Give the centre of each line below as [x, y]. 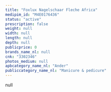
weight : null [19, 29]
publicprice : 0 [21, 47]
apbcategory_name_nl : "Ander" [37, 66]
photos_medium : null [27, 61]
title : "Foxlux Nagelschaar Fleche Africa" [51, 10]
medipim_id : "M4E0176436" [32, 15]
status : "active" [23, 19]
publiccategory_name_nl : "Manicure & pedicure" [56, 71]
